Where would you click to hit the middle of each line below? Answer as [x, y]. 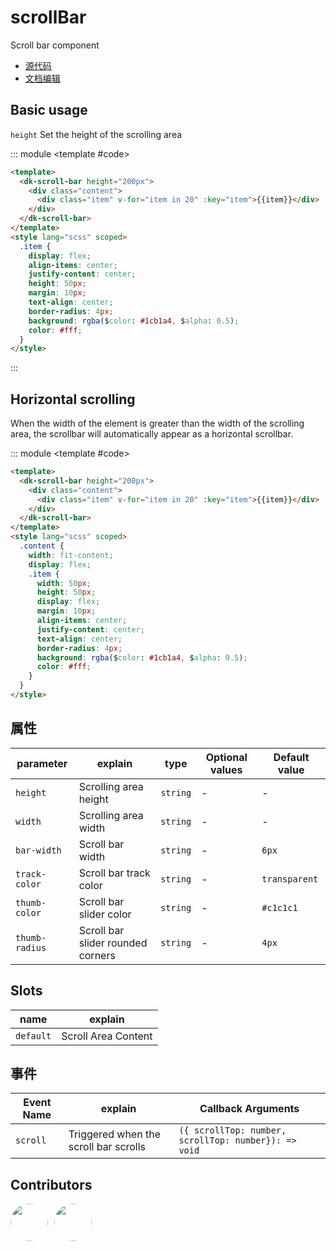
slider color [105, 914]
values [226, 769]
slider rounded [113, 943]
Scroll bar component [55, 45]
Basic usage [49, 110]
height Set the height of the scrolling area [96, 134]
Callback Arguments [249, 1109]
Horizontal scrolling [73, 399]
